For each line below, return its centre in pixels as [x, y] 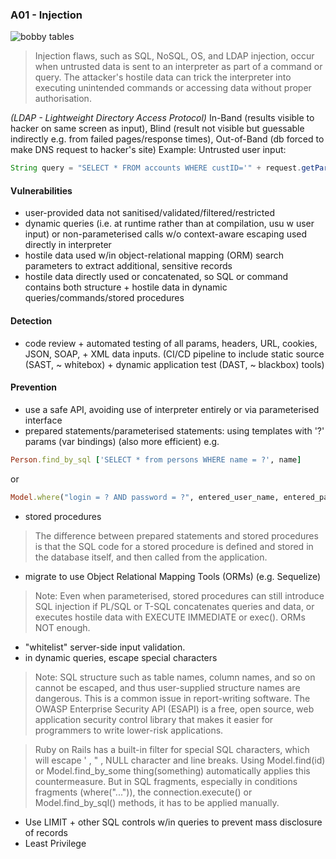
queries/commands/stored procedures [104, 298]
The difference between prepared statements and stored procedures [176, 535]
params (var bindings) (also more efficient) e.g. [122, 441]
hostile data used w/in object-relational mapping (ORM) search [154, 255]
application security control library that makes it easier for [154, 719]
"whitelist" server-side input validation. [105, 647]
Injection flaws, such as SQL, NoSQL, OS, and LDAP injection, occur [174, 56]
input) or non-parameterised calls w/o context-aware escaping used [166, 234]
